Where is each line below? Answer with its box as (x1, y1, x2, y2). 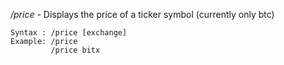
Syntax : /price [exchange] (10, 28, 128, 38)
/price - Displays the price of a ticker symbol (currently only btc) (10, 9, 275, 20)
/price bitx (50, 45, 101, 55)
